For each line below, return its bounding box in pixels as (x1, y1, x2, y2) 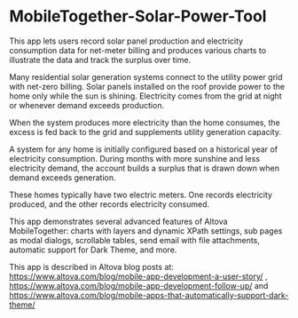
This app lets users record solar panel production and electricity (9, 36, 244, 46)
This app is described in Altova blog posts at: (9, 261, 175, 272)
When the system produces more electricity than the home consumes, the (9, 117, 281, 128)
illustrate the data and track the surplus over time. (9, 54, 192, 65)
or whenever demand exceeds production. (9, 99, 165, 110)
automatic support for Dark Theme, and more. (9, 244, 177, 255)
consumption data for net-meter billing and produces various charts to (9, 44, 267, 55)
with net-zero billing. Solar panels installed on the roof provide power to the (9, 81, 286, 91)
